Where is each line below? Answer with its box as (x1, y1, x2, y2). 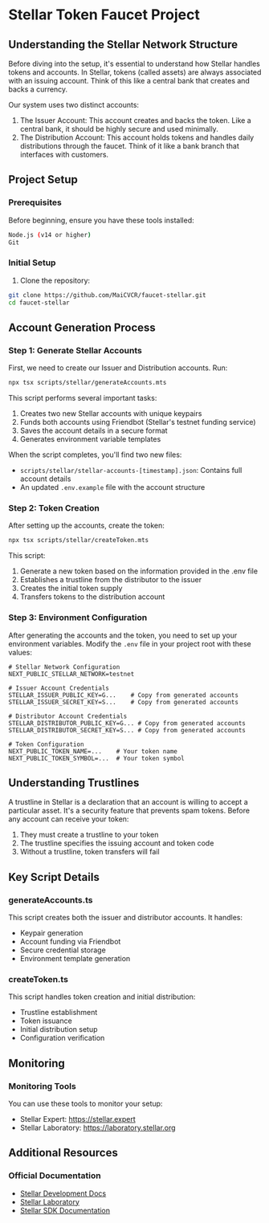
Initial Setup (8, 257, 56, 268)
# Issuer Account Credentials (8, 684, 110, 692)
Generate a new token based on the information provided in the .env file (19, 566, 259, 576)
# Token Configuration (8, 740, 84, 748)
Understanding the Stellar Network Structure (8, 38, 238, 51)
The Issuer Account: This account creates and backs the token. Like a (19, 116, 251, 125)
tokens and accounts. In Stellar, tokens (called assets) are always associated (8, 67, 262, 77)
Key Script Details (8, 870, 100, 884)
